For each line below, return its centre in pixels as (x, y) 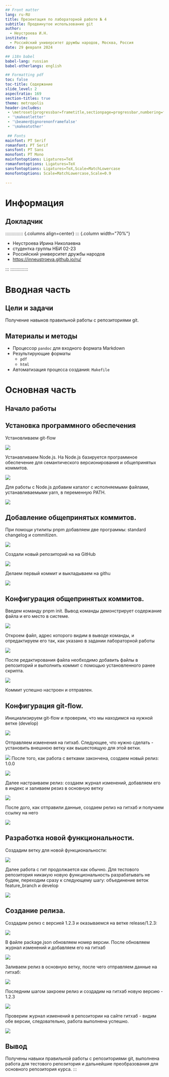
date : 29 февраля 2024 (29, 47)
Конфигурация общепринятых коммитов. (75, 598)
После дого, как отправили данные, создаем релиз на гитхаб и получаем (84, 807)
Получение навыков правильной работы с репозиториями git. (72, 320)
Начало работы (31, 408)
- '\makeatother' (25, 126)
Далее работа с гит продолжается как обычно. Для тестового (72, 869)
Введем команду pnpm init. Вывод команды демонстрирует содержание (83, 611)
